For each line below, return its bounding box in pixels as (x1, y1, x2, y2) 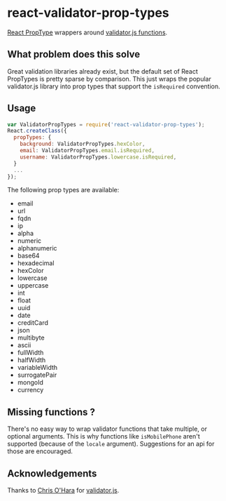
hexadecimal (17, 259, 55, 267)
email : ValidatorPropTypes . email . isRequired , (20, 147, 155, 154)
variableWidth (17, 363, 58, 372)
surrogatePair (17, 370, 57, 380)
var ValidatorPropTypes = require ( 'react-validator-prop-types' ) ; (7, 121, 205, 128)
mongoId (17, 378, 44, 387)
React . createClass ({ (7, 128, 68, 135)
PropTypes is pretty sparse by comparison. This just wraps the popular (7, 74, 211, 83)
